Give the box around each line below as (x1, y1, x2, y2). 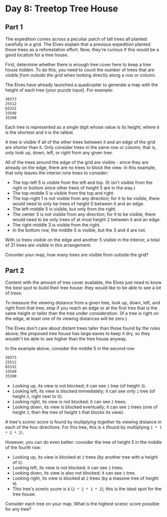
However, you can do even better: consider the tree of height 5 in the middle (5, 439, 162, 445)
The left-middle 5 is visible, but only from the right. (12, 206, 117, 212)
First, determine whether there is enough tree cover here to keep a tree (5, 62, 151, 67)
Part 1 (5, 23, 23, 31)
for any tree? (5, 506, 31, 512)
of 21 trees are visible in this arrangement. (5, 242, 92, 248)
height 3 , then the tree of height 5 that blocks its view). (12, 409, 125, 415)
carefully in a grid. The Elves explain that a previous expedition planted (5, 41, 151, 47)
